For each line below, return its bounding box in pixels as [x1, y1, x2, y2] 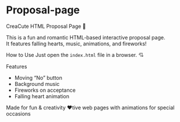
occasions [6, 110, 31, 117]
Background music [14, 80, 60, 87]
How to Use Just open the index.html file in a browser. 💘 [6, 51, 144, 58]
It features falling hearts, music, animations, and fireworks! [6, 40, 147, 47]
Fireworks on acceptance [14, 87, 76, 94]
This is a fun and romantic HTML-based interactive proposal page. [6, 34, 165, 41]
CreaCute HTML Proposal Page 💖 [6, 23, 86, 30]
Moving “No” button [14, 74, 63, 81]
